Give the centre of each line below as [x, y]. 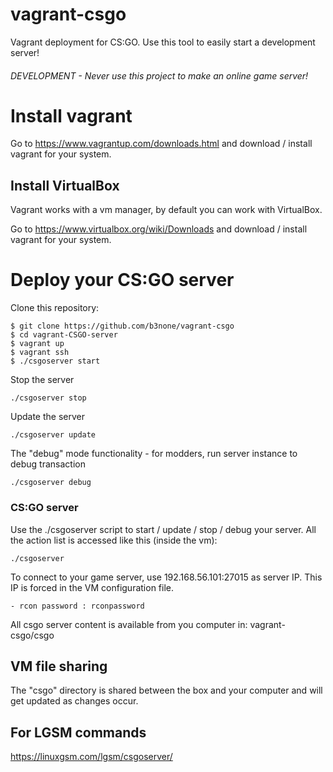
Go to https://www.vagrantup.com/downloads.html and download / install [161, 144]
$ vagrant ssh [40, 353]
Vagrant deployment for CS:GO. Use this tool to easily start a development [163, 42]
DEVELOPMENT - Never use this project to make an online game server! [159, 75]
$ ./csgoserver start [55, 361]
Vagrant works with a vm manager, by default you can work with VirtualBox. [166, 210]
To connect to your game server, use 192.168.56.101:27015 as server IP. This [166, 577]
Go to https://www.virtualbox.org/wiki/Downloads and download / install [159, 229]
